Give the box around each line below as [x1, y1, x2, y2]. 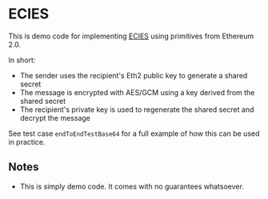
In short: [8, 55, 36, 65]
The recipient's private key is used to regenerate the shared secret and [19, 105, 254, 114]
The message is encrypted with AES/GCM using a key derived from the [19, 87, 255, 97]
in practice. [8, 137, 46, 146]
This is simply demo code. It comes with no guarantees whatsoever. [19, 181, 244, 191]
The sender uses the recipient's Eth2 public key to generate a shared [19, 70, 248, 80]
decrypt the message [19, 113, 90, 122]
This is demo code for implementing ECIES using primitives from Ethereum [8, 31, 254, 41]
